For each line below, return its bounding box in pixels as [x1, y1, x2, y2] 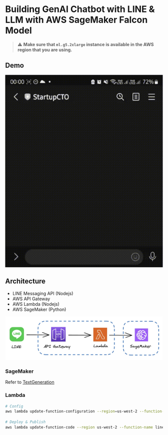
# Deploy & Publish [5, 419, 46, 424]
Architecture [5, 277, 46, 286]
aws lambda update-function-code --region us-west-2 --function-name [5, 425, 153, 430]
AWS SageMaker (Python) [12, 306, 66, 312]
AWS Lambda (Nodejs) [12, 301, 60, 307]
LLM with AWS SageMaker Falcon [5, 14, 148, 26]
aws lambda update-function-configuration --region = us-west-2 [5, 409, 137, 414]
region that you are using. [17, 47, 72, 53]
